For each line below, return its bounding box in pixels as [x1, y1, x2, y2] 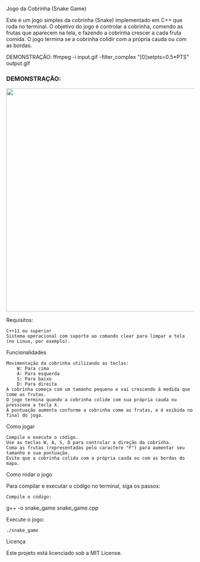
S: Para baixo [17, 376, 52, 382]
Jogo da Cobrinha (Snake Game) [6, 5, 87, 12]
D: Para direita [17, 381, 58, 388]
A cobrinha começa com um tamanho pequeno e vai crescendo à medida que [6, 386, 190, 392]
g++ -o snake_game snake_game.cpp [6, 504, 99, 511]
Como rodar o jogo [6, 471, 52, 478]
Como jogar [6, 423, 35, 430]
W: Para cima [17, 366, 49, 371]
